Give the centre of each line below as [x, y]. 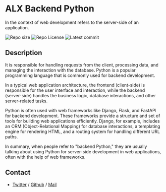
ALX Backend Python [50, 9]
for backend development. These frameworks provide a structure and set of [83, 116]
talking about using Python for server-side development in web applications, [83, 151]
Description [24, 53]
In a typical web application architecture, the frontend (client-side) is [75, 85]
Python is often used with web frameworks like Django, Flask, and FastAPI [81, 110]
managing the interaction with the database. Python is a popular [70, 70]
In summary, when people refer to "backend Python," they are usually [76, 146]
